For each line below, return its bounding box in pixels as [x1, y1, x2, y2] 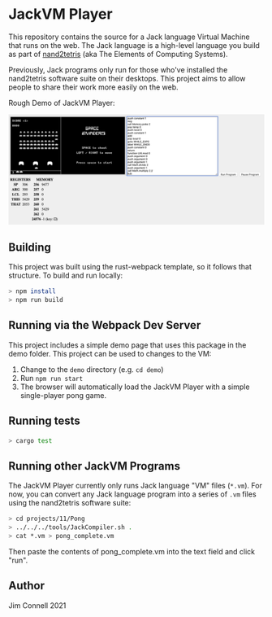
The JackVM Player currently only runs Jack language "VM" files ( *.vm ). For [8, 481, 262, 491]
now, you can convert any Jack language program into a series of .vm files [8, 489, 257, 499]
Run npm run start [19, 373, 84, 383]
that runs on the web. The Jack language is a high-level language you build [8, 40, 260, 50]
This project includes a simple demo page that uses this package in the [8, 339, 247, 350]
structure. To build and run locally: [8, 270, 123, 281]
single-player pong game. [19, 390, 107, 400]
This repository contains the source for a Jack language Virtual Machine [8, 32, 250, 42]
